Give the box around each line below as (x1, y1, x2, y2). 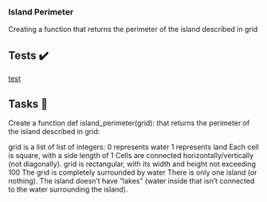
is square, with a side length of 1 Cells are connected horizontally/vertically (8, 150, 254, 160)
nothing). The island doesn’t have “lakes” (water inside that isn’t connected (8, 176, 255, 185)
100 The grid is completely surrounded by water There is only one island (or (8, 167, 257, 177)
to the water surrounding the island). (8, 184, 128, 194)
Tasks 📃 (8, 97, 49, 110)
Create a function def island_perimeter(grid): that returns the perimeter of (8, 118, 250, 128)
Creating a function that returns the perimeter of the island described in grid (8, 25, 258, 34)
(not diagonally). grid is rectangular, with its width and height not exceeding (8, 159, 257, 168)
